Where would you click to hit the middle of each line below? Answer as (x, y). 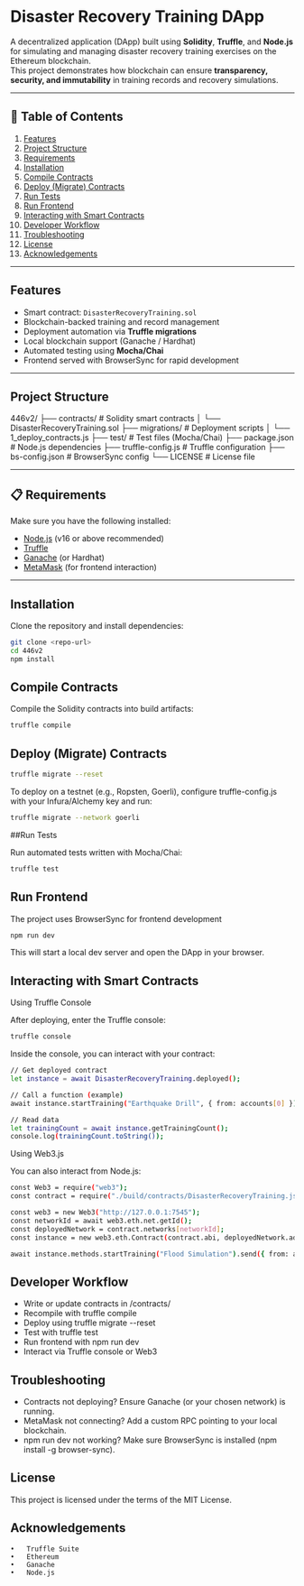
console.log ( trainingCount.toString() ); (88, 1137)
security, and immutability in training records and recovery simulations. (144, 79)
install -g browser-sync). (69, 1449)
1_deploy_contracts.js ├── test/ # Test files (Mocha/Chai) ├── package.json (152, 438)
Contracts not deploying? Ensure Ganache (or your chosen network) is (154, 1402)
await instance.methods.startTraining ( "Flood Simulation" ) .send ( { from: (150, 1254)
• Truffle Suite (45, 1549)
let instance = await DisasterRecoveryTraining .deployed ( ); (126, 1079)
